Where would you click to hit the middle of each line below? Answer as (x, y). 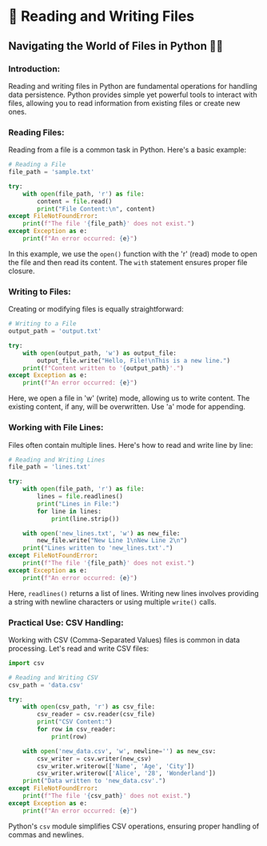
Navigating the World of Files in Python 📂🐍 (116, 46)
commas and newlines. (46, 834)
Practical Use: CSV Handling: (66, 622)
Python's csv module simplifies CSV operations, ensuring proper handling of (134, 826)
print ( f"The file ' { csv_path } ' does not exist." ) (107, 796)
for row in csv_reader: (76, 729)
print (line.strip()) (85, 519)
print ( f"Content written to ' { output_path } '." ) (103, 368)
